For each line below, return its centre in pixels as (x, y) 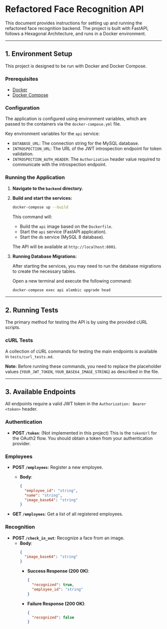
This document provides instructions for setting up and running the (74, 23)
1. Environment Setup (39, 54)
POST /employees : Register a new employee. (58, 467)
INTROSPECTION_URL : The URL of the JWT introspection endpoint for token (87, 149)
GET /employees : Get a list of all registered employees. (68, 514)
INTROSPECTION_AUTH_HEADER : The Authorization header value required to (86, 159)
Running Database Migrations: (44, 256)
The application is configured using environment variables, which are (76, 119)
